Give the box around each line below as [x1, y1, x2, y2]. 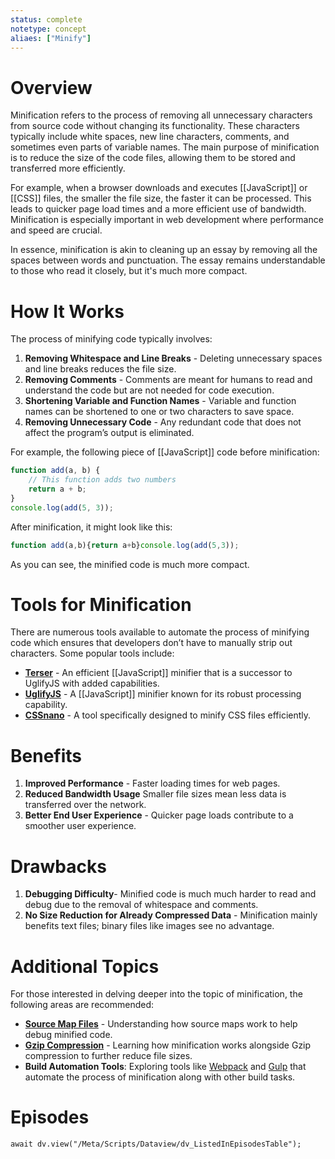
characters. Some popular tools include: [10, 647, 175, 660]
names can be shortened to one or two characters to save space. [24, 406, 295, 418]
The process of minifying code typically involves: [10, 333, 213, 345]
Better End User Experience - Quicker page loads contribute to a [24, 809, 294, 821]
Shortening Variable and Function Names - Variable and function [24, 395, 297, 407]
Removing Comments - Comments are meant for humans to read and [24, 374, 313, 386]
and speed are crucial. [10, 224, 103, 236]
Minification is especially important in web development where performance [10, 214, 324, 226]
